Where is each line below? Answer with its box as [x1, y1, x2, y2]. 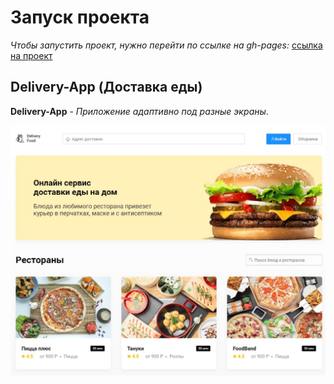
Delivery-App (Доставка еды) [10, 79, 203, 96]
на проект [10, 49, 53, 61]
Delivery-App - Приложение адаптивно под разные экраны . [10, 105, 269, 117]
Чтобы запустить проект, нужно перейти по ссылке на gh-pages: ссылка [10, 39, 323, 51]
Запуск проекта [10, 6, 150, 29]
